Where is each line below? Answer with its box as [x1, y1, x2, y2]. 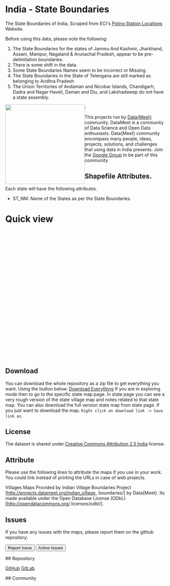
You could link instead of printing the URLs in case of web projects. [5, 475, 146, 481]
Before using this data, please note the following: [5, 36, 108, 42]
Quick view [5, 213, 53, 225]
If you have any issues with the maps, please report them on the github [5, 528, 154, 535]
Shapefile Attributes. [84, 172, 152, 181]
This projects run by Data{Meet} [84, 114, 152, 120]
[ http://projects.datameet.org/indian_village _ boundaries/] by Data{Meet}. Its [5, 490, 165, 496]
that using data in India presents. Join [84, 146, 163, 152]
